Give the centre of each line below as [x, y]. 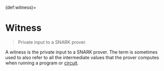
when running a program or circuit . [42, 63]
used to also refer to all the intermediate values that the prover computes [82, 57]
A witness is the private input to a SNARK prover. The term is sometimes [81, 52]
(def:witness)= [21, 7]
